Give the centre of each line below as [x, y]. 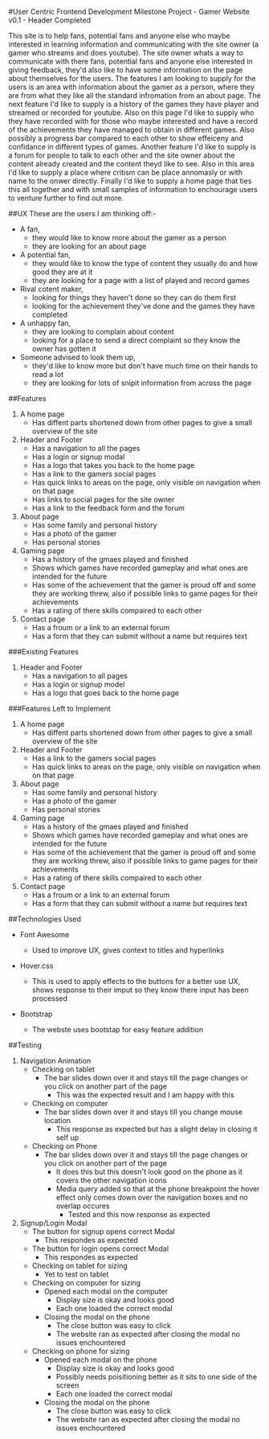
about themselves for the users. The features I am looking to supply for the [132, 78]
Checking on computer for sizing [86, 1283]
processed [50, 998]
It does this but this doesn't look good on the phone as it [149, 1172]
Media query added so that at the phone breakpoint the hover [158, 1189]
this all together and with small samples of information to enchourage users [133, 189]
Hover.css [37, 965]
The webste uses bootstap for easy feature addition [117, 1029]
